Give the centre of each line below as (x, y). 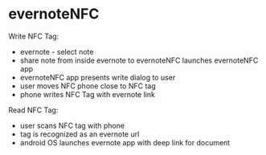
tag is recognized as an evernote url (80, 134)
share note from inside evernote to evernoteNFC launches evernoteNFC (139, 60)
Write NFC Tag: (34, 36)
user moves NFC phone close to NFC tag (88, 86)
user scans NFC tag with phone (72, 125)
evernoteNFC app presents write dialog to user (98, 77)
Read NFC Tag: (33, 110)
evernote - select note (57, 51)
